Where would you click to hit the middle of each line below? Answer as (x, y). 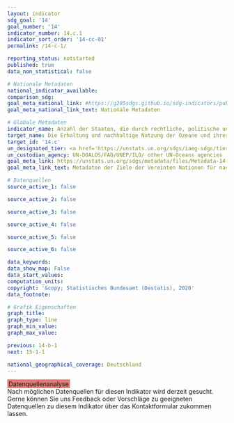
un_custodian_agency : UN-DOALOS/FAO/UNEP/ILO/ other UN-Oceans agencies (115, 155)
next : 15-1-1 (26, 352)
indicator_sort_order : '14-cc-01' (57, 40)
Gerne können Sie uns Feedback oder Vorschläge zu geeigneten (100, 399)
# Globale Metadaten (37, 122)
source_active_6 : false (42, 250)
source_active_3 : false (42, 212)
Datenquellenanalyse (39, 384)
